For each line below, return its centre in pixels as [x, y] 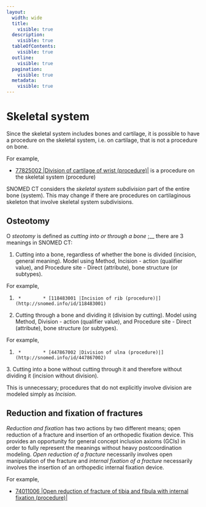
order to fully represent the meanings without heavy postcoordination [94, 447]
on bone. [18, 146]
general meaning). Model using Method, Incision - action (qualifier [99, 261]
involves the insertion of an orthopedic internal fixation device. [85, 467]
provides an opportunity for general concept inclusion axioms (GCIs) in [96, 441]
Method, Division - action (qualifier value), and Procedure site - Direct [103, 321]
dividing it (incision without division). [53, 376]
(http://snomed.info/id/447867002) [61, 358]
